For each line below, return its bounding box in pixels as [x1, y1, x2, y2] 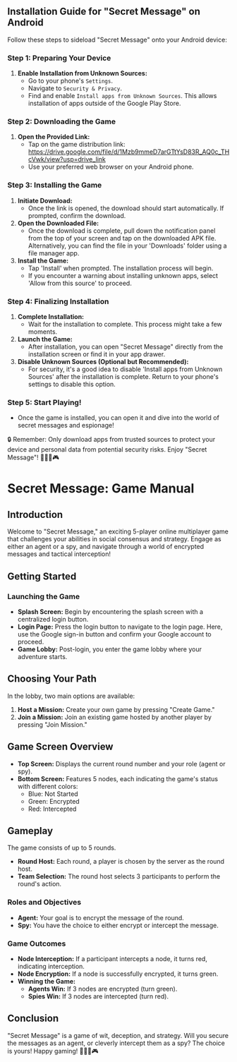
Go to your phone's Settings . [28, 77, 113, 85]
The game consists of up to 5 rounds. [7, 843, 116, 852]
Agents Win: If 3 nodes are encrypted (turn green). [28, 984, 178, 994]
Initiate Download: [17, 196, 73, 205]
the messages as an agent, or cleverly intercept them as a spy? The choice [7, 1039, 226, 1047]
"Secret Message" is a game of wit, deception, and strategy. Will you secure [7, 1031, 229, 1039]
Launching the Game [7, 591, 80, 601]
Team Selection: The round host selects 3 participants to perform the [17, 872, 221, 881]
